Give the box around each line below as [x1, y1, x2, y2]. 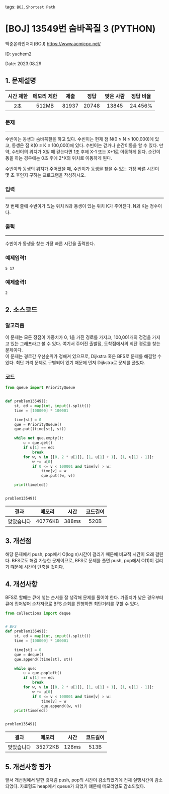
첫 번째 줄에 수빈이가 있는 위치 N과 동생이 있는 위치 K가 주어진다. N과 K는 [5, 203, 149, 209]
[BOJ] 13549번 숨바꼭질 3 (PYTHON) [5, 23, 156, 34]
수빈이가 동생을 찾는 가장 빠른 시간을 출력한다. [5, 240, 96, 246]
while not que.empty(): [14, 436, 64, 441]
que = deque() [14, 652, 44, 657]
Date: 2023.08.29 [5, 60, 42, 67]
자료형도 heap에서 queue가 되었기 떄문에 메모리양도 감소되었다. [20, 783, 145, 789]
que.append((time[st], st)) [14, 657, 73, 662]
